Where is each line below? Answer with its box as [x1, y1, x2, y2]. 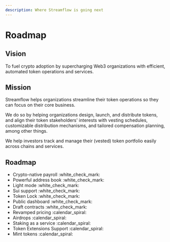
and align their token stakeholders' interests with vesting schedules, [5, 117, 148, 124]
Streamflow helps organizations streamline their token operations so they [5, 97, 159, 103]
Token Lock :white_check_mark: [12, 193, 80, 199]
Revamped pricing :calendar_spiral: [12, 209, 87, 216]
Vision [5, 49, 26, 58]
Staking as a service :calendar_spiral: [12, 220, 91, 226]
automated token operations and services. [5, 68, 94, 74]
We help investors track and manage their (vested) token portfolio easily [5, 138, 157, 144]
